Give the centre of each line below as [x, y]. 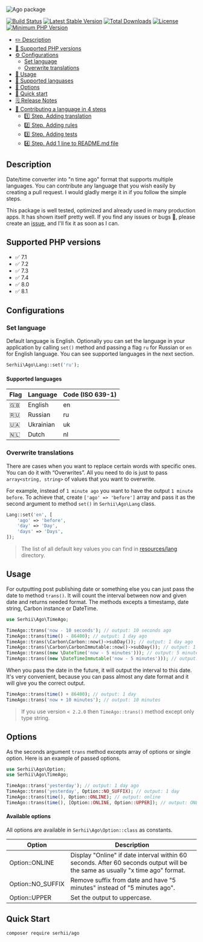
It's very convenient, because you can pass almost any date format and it [98, 676]
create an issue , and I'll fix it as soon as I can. [63, 223]
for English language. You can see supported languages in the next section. [100, 354]
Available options [29, 816]
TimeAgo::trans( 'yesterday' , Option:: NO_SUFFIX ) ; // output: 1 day [93, 791]
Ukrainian [42, 425]
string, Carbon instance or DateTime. [52, 608]
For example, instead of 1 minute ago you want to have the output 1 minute [100, 490]
